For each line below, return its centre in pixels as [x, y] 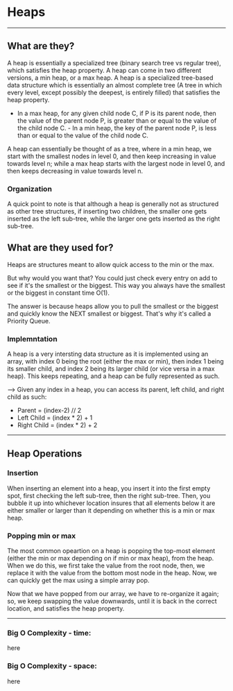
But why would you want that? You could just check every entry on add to [112, 278]
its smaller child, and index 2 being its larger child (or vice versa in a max [111, 369]
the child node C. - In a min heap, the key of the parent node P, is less [117, 128]
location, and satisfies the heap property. [66, 608]
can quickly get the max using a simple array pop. [78, 581]
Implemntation [32, 339]
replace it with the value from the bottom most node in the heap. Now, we [112, 573]
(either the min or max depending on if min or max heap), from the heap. [111, 558]
